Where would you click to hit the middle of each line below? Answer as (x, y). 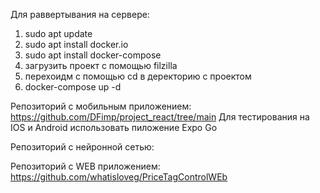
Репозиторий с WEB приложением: (85, 166)
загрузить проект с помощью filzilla (101, 65)
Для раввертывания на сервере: (80, 14)
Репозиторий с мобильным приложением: (101, 106)
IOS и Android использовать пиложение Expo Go (114, 127)
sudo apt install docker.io (76, 44)
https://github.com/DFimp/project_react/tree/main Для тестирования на (160, 117)
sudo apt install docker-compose (93, 55)
